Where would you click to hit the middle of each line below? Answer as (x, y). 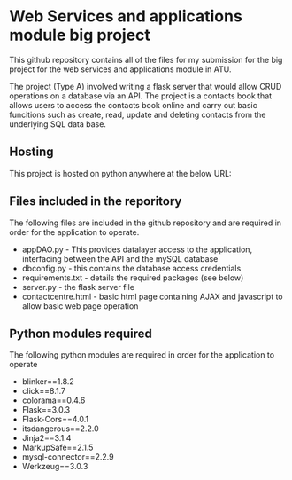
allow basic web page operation (80, 306)
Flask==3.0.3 (46, 410)
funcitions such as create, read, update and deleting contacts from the (138, 114)
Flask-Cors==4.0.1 (55, 420)
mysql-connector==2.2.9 (68, 457)
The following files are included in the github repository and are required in (145, 223)
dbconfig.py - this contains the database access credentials (131, 268)
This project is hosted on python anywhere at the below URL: (120, 173)
